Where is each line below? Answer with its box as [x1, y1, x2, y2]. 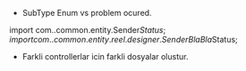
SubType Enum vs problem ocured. [21, 8, 152, 18]
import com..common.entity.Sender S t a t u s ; [9, 25, 166, 35]
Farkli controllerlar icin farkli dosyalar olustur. [21, 51, 189, 61]
